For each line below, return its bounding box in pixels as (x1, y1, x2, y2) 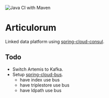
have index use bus (19, 77, 60, 83)
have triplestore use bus (19, 82, 70, 88)
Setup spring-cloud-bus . (12, 71, 63, 77)
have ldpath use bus (19, 87, 62, 93)
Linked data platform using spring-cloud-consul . (5, 38, 105, 44)
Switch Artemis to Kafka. (12, 66, 63, 72)
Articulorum (5, 22, 56, 33)
